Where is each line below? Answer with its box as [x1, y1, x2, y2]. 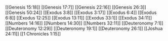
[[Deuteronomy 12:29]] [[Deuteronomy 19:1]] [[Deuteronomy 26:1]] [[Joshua [5, 25, 163, 31]
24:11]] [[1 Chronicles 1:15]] [5, 31, 61, 36]
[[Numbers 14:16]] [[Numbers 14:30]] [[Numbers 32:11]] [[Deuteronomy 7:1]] [5, 20, 163, 26]
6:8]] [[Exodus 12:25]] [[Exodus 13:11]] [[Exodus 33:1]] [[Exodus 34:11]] [5, 15, 152, 20]
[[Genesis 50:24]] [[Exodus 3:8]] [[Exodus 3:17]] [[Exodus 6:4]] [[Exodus [5, 9, 157, 15]
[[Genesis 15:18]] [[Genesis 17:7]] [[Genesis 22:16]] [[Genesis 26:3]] [5, 4, 146, 10]
